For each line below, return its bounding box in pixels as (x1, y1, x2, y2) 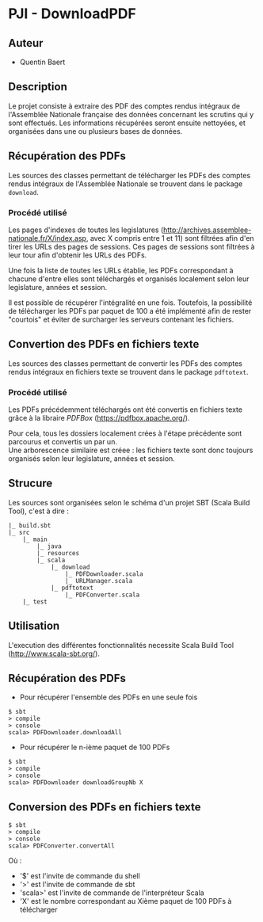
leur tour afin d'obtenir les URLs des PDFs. (8, 250, 147, 260)
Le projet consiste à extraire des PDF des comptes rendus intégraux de (8, 101, 241, 111)
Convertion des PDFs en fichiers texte (8, 337, 200, 351)
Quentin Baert (19, 57, 66, 67)
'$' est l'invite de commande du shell (19, 871, 140, 881)
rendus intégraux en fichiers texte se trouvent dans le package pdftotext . (8, 367, 249, 376)
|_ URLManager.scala (64, 577, 133, 585)
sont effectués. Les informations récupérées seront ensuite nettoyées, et (8, 118, 246, 128)
